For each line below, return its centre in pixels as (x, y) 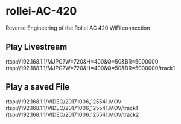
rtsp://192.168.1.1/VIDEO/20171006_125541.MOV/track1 (72, 108)
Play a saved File (38, 87)
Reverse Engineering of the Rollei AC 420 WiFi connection (78, 28)
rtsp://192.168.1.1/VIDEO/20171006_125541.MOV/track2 (72, 114)
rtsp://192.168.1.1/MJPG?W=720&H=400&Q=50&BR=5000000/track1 (91, 68)
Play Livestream (37, 47)
